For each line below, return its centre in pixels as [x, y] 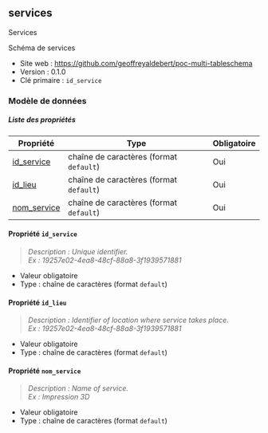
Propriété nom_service [45, 371]
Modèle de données [47, 100]
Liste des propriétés [42, 120]
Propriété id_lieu [37, 302]
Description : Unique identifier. [78, 251]
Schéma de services [42, 48]
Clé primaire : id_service [61, 80]
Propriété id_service [43, 234]
